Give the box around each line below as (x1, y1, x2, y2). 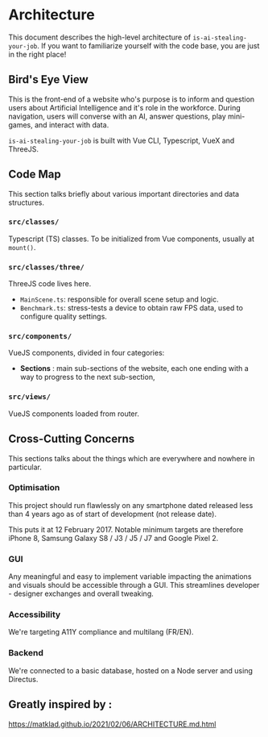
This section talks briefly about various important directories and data (8, 189, 240, 198)
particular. (8, 462, 42, 472)
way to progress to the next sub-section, (19, 373, 155, 382)
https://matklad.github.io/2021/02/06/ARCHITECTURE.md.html (8, 719, 216, 729)
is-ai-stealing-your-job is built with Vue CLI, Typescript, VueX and (8, 135, 235, 145)
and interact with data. (35, 119, 109, 130)
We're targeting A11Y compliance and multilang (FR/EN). (8, 627, 195, 637)
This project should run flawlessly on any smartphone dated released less (8, 500, 254, 510)
